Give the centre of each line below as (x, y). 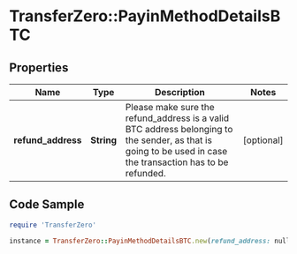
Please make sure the (170, 107)
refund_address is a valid (177, 118)
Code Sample (47, 205)
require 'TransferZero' (53, 225)
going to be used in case (176, 151)
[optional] (263, 140)
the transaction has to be (177, 162)
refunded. (145, 173)
